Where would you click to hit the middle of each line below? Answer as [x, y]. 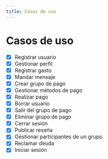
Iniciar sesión [31, 150]
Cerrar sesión [31, 124]
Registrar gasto [33, 70]
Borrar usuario [32, 103]
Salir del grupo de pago [43, 110]
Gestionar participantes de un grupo [58, 137]
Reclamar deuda [34, 143]
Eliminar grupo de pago [43, 117]
